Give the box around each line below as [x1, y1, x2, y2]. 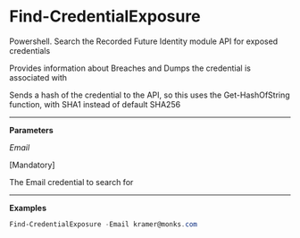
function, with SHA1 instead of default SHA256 [9, 98, 181, 109]
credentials [9, 45, 51, 55]
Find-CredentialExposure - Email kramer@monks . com [9, 219, 198, 229]
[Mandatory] [9, 159, 55, 170]
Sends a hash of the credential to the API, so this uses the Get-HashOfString [9, 89, 290, 100]
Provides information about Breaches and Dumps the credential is [9, 63, 252, 73]
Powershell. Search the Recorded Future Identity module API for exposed [9, 36, 279, 47]
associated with [9, 72, 68, 82]
